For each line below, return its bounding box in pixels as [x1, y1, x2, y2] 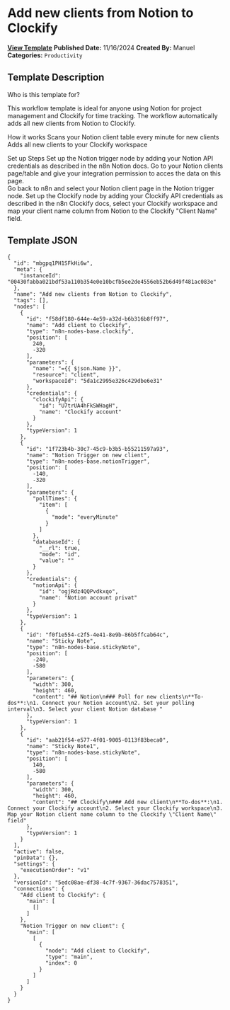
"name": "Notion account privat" [38, 594, 138, 601]
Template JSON [7, 235, 78, 247]
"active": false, [13, 848, 65, 855]
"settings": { [13, 860, 55, 868]
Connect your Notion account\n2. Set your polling [42, 699, 195, 706]
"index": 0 [45, 959, 78, 967]
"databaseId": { [33, 538, 81, 546]
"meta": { [13, 265, 42, 273]
